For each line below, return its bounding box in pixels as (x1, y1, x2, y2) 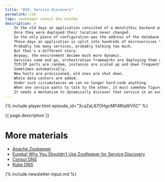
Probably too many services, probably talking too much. (14, 44, 133, 49)
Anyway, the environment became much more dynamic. (14, 53, 122, 58)
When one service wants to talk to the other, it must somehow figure (14, 85, 162, 90)
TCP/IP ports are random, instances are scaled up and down (14, 62, 139, 67)
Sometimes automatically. (14, 67, 67, 72)
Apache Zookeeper (12, 146, 52, 152)
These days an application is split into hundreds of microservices (14, 39, 157, 44)
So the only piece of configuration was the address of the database (14, 35, 160, 40)
